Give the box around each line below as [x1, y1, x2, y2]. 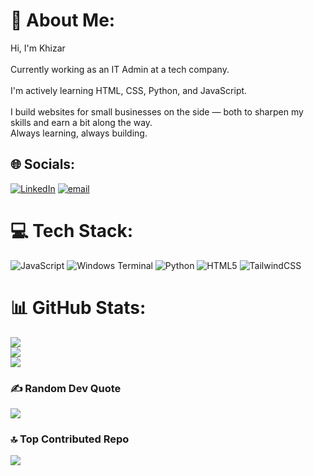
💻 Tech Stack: [10, 219, 134, 242]
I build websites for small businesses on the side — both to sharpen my [10, 105, 304, 118]
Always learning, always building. [10, 127, 148, 139]
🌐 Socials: [10, 156, 76, 173]
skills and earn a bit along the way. [10, 116, 153, 128]
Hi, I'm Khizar [10, 42, 66, 54]
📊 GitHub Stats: [10, 296, 147, 319]
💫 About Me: [10, 9, 116, 32]
